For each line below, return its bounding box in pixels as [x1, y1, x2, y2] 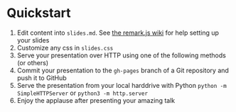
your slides [16, 35, 50, 44]
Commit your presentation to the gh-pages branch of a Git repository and [16, 66, 229, 74]
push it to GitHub [16, 73, 67, 82]
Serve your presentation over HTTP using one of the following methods [16, 51, 227, 60]
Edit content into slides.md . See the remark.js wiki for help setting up [16, 28, 220, 37]
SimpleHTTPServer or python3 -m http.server [16, 89, 149, 97]
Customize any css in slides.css [16, 43, 114, 52]
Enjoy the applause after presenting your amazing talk [16, 96, 176, 104]
